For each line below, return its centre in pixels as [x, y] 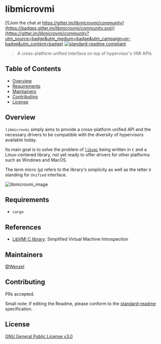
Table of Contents [33, 69]
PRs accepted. [20, 294]
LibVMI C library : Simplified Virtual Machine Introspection [70, 239]
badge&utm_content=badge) [34, 43]
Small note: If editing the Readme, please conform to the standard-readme [80, 303]
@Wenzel [15, 266]
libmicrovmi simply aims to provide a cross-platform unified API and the [78, 129]
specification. [19, 309]
